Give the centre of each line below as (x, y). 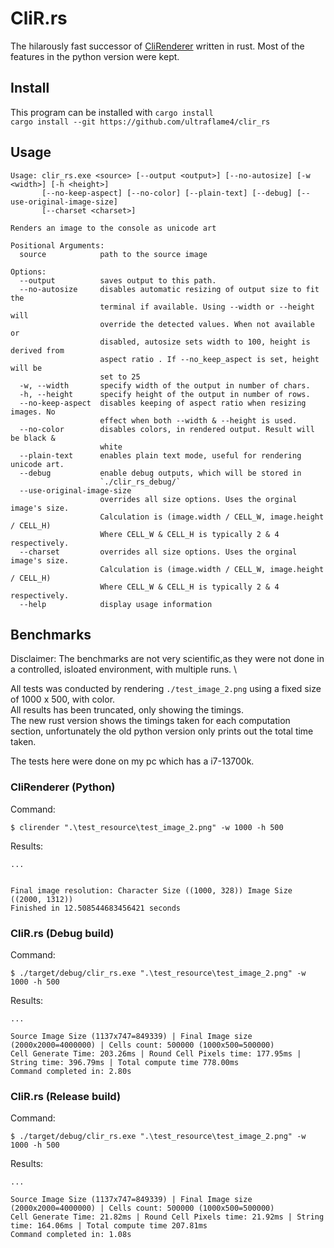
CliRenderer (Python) (63, 787)
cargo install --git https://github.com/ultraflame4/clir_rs (140, 122)
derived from (37, 350)
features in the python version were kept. (95, 56)
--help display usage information (116, 604)
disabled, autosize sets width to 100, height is (205, 342)
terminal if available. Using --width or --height (207, 307)
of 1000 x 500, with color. (63, 699)
